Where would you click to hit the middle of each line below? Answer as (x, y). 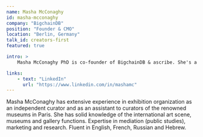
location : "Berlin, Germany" (43, 35)
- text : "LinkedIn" (42, 79)
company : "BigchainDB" (35, 23)
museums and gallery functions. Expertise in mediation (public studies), (96, 121)
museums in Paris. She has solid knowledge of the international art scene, (99, 115)
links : (15, 73)
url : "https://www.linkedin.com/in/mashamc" (80, 85)
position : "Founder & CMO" (40, 29)
